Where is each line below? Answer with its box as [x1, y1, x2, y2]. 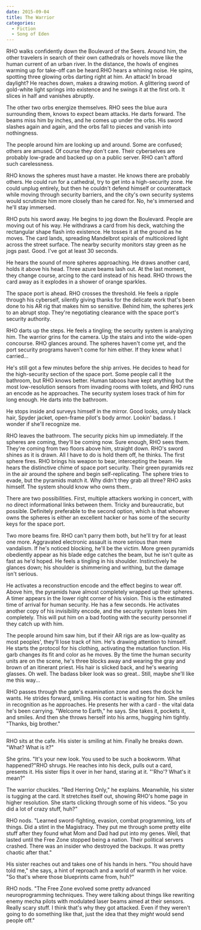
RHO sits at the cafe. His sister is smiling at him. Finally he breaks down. [6, 737, 184, 745]
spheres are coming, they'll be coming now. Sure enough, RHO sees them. [6, 439, 190, 446]
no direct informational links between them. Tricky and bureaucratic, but [6, 501, 184, 508]
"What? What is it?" [6, 744, 54, 751]
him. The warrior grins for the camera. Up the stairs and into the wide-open [6, 333, 192, 341]
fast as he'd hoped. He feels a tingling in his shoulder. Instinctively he [6, 558, 177, 565]
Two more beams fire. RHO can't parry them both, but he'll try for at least [6, 532, 187, 539]
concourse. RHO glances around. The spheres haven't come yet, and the [6, 340, 186, 347]
